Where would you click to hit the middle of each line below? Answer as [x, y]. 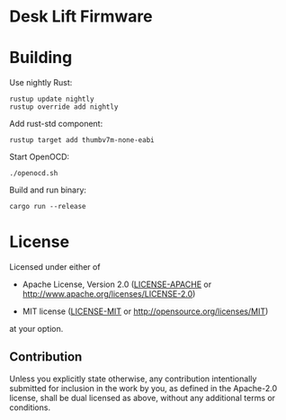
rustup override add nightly [64, 107]
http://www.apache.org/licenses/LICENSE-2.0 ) [109, 294]
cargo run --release [48, 207]
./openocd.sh [34, 174]
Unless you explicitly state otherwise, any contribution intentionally [133, 379]
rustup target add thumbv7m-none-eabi [82, 140]
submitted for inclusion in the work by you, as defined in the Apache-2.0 [143, 388]
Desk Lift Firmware [81, 17]
